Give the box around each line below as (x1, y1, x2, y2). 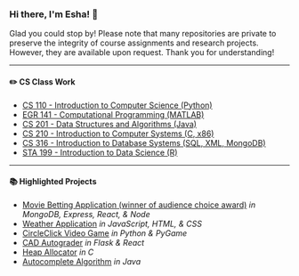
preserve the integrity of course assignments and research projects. (9, 37, 260, 48)
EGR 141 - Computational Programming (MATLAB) (21, 109, 205, 119)
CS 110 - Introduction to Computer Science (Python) (21, 100, 213, 110)
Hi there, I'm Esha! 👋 (9, 8, 99, 20)
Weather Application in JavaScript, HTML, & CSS (21, 218, 203, 229)
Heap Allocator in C (21, 247, 94, 257)
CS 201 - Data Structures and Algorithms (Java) (21, 118, 198, 129)
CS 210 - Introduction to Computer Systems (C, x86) (21, 128, 214, 139)
